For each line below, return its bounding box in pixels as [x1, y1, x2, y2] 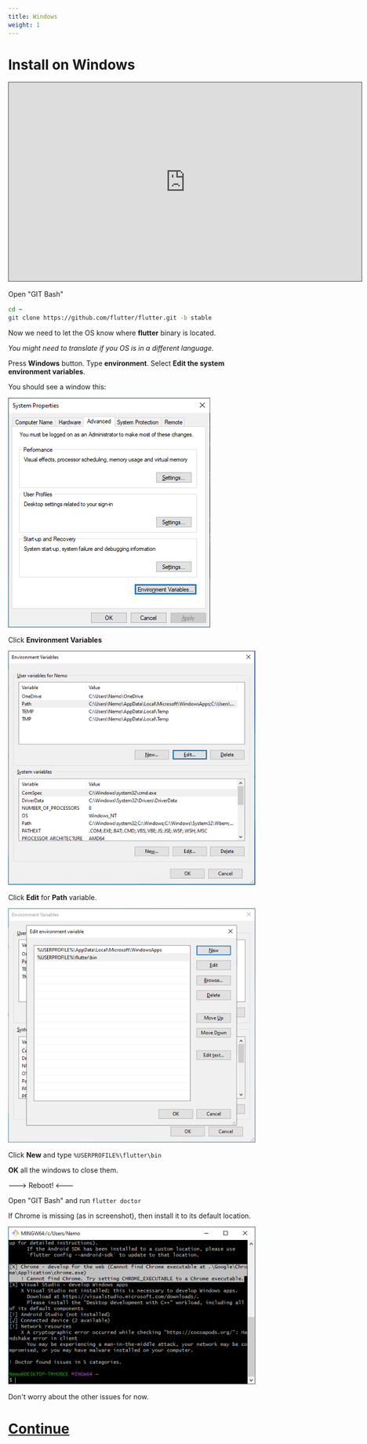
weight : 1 [8, 20, 41, 29]
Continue [8, 1420, 70, 1438]
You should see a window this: [8, 382, 107, 392]
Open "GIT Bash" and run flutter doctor [8, 1196, 142, 1205]
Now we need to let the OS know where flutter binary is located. [8, 328, 216, 337]
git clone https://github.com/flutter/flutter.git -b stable [8, 314, 213, 322]
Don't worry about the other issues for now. [8, 1392, 149, 1402]
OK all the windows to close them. [8, 1165, 119, 1175]
